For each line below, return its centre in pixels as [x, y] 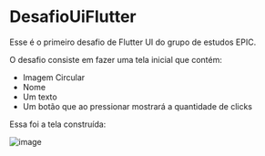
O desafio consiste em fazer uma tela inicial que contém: [116, 59]
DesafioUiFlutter [73, 17]
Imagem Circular [54, 77]
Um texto [40, 97]
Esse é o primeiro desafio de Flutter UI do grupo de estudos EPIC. [133, 42]
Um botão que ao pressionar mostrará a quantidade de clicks [138, 106]
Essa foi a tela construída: [58, 124]
